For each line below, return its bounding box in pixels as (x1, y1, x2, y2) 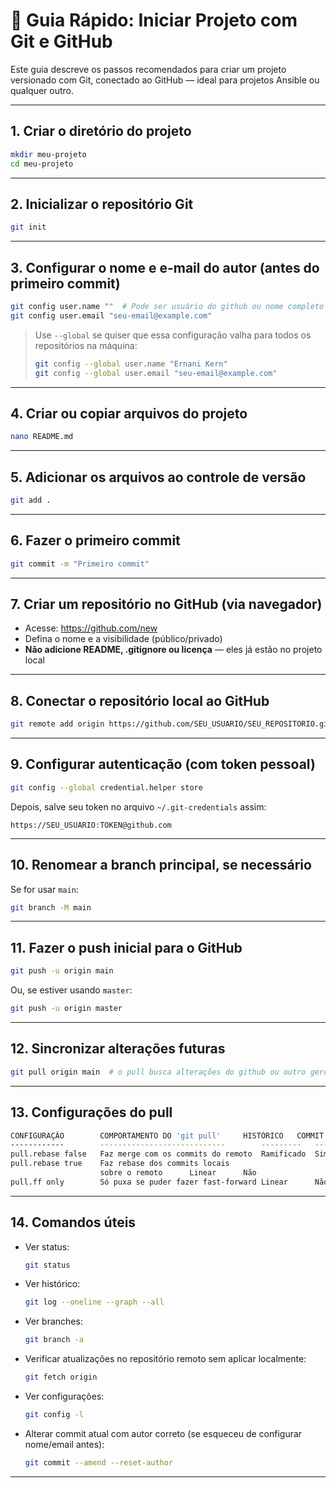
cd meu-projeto (10, 159, 74, 169)
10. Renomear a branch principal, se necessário (10, 857, 312, 874)
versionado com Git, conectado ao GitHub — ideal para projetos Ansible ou (10, 74, 320, 86)
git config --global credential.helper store (10, 782, 203, 793)
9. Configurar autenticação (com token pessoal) (10, 756, 316, 773)
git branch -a (24, 1335, 84, 1345)
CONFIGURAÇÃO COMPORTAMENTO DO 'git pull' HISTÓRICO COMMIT (10, 1130, 325, 1141)
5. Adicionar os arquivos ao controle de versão (10, 469, 307, 486)
